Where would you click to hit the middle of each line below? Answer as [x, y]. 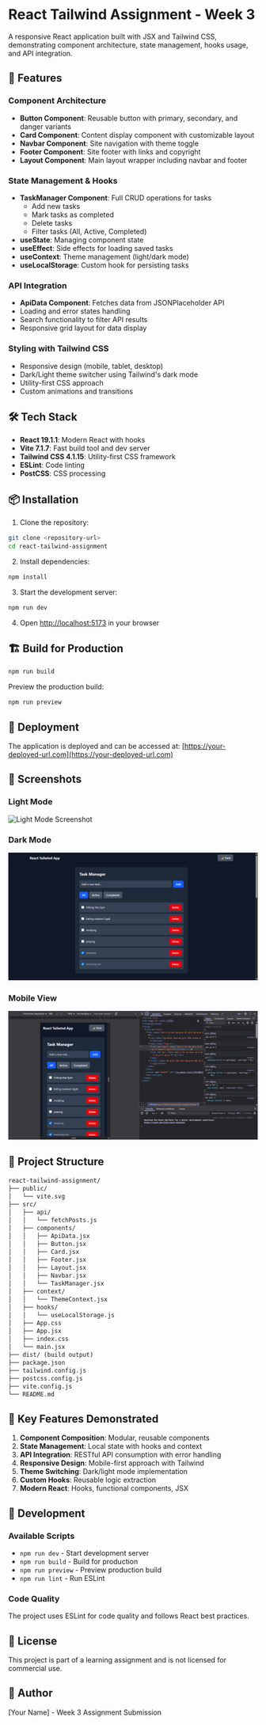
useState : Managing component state [82, 240]
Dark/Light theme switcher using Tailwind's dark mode [109, 374]
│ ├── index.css [38, 1339]
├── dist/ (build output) [51, 1355]
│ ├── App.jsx [35, 1332]
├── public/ [28, 1189]
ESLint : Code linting [52, 465]
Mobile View [33, 997]
